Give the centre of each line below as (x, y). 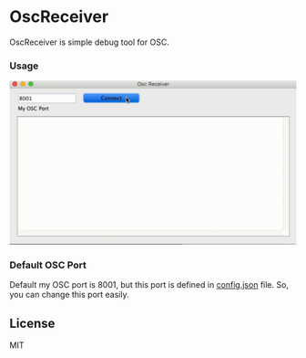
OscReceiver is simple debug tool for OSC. (90, 42)
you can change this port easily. (69, 295)
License (32, 323)
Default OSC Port (48, 265)
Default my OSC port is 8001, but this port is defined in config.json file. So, (149, 285)
